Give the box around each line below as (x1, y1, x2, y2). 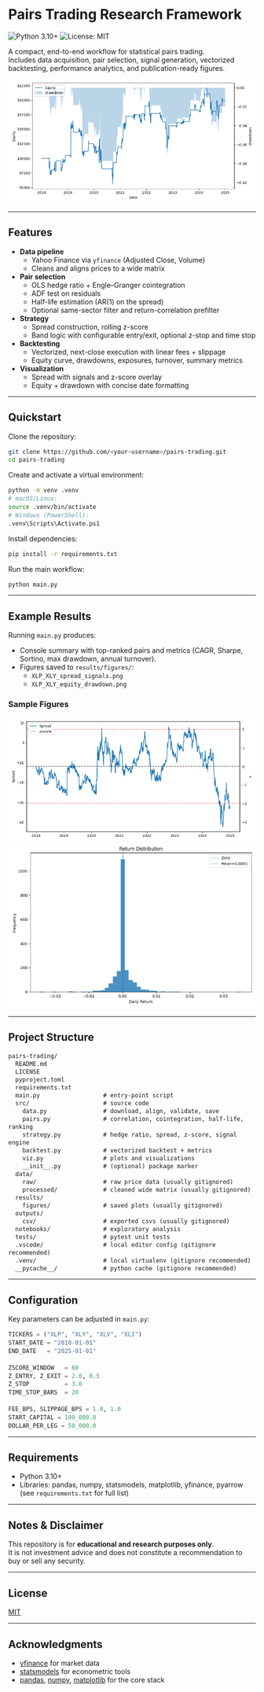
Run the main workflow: (8, 564, 85, 573)
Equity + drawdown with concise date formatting (31, 380, 189, 390)
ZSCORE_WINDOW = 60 (8, 1363, 79, 1372)
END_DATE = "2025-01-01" (8, 1347, 97, 1355)
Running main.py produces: (8, 631, 97, 640)
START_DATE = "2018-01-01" (8, 1339, 97, 1347)
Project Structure (8, 1030, 94, 1044)
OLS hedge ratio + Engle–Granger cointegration (31, 280, 186, 289)
